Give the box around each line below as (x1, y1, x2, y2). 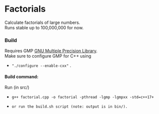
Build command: (4, 74, 39, 79)
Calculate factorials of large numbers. (4, 19, 80, 25)
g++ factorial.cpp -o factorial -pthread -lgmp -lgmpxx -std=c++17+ (11, 95, 154, 100)
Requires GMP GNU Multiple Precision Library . (4, 48, 98, 54)
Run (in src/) (4, 84, 30, 91)
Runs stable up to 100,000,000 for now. (4, 24, 84, 30)
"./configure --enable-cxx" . (11, 62, 71, 69)
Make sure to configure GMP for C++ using (4, 53, 91, 59)
